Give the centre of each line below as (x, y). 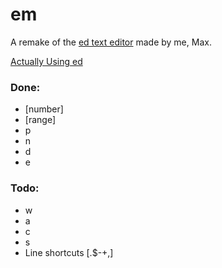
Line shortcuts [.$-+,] (69, 252)
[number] (44, 109)
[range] (40, 120)
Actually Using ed (46, 61)
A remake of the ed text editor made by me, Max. (111, 42)
